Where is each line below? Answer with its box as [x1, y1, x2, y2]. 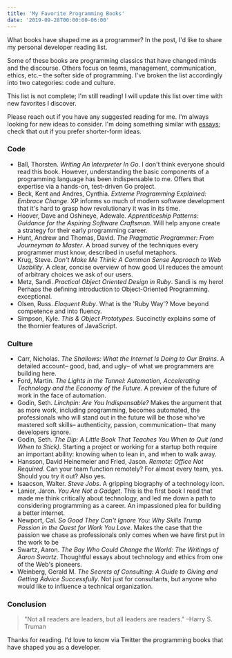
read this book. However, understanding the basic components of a [17, 167, 209, 176]
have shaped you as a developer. [7, 643, 101, 652]
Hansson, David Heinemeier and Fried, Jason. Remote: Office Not [17, 458, 204, 466]
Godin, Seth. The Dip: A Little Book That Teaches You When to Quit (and [17, 435, 223, 444]
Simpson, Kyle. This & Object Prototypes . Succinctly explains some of [17, 314, 216, 322]
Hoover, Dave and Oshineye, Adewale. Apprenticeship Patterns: [17, 211, 199, 220]
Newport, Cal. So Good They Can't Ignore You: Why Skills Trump [17, 516, 202, 525]
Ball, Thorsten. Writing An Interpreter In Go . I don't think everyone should [17, 160, 225, 168]
